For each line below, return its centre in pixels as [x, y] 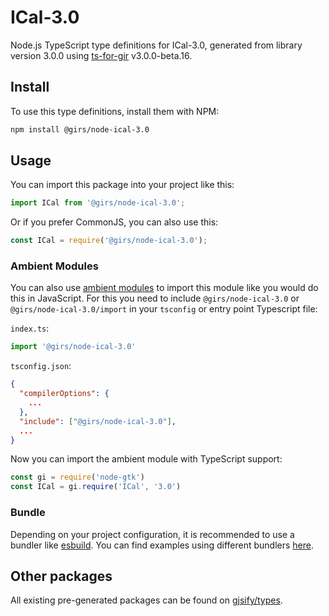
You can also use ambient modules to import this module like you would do [164, 288]
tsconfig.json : [41, 366]
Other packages [61, 576]
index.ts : [30, 328]
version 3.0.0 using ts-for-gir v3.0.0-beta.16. [101, 55]
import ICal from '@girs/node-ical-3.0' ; [98, 203]
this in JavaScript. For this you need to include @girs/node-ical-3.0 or [155, 298]
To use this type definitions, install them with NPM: [115, 111]
